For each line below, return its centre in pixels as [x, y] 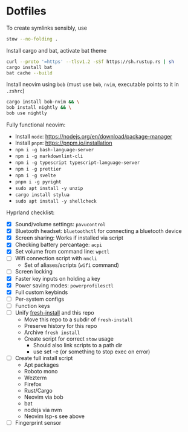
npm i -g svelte [35, 176]
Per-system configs [40, 299]
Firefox [33, 384]
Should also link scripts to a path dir [78, 345]
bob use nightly [27, 113]
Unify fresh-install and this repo [55, 312]
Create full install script [44, 358]
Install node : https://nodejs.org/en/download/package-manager [93, 137]
